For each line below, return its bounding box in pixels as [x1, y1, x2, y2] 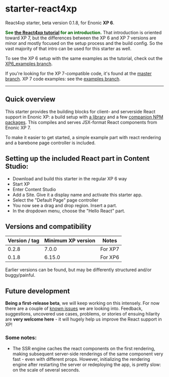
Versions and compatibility [5, 222, 92, 231]
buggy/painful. [5, 272, 36, 278]
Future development [5, 287, 70, 295]
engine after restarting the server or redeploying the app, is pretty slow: [12, 361, 161, 368]
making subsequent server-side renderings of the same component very [12, 351, 163, 357]
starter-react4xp [5, 3, 77, 15]
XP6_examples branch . [5, 60, 53, 67]
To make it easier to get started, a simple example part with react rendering [5, 134, 161, 140]
